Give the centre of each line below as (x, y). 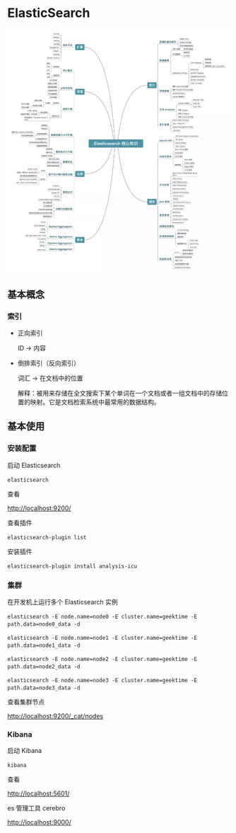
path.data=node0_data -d (44, 624)
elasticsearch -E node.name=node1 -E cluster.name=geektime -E (102, 638)
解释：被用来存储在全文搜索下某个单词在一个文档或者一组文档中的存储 (120, 393)
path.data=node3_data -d (44, 688)
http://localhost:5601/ (39, 793)
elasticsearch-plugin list (47, 537)
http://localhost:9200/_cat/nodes (55, 716)
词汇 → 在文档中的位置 (50, 378)
